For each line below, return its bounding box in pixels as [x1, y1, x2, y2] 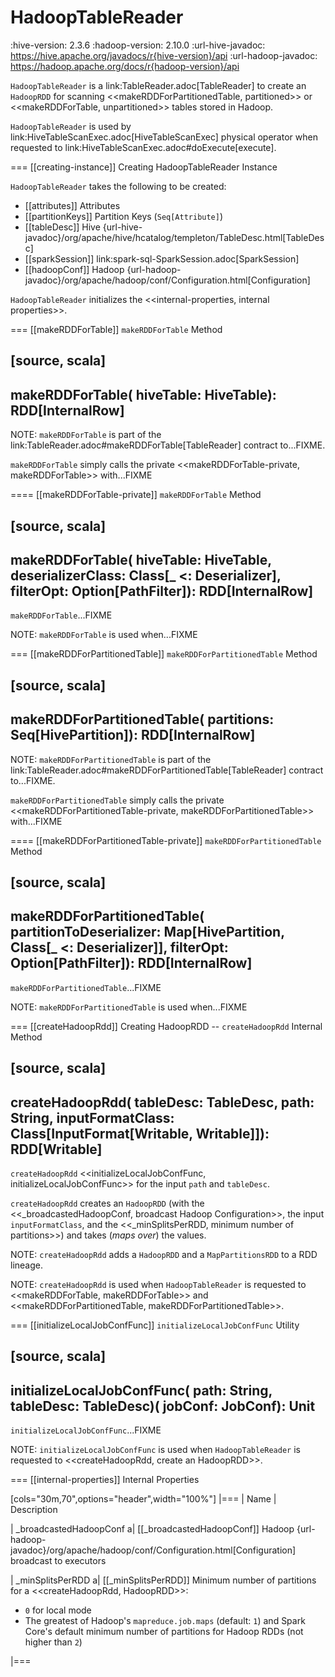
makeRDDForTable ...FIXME [10, 609, 113, 621]
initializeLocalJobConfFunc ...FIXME [10, 1424, 162, 1436]
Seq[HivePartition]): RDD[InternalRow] [10, 727, 256, 744]
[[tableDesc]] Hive [24, 221, 101, 233]
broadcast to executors [10, 1555, 107, 1567]
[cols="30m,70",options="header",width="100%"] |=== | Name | [10, 1493, 277, 1505]
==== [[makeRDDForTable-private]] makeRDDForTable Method [10, 489, 262, 501]
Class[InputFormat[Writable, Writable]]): [10, 1125, 270, 1142]
